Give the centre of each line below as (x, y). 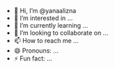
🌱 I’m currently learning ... (51, 25)
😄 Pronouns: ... (36, 51)
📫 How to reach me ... (46, 41)
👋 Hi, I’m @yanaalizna (45, 11)
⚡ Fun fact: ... (33, 58)
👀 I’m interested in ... (43, 18)
